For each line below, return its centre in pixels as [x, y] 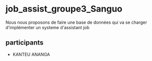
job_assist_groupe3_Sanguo [64, 9]
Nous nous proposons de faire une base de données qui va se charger [76, 22]
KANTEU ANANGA [31, 54]
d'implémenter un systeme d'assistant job [47, 27]
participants [25, 43]
